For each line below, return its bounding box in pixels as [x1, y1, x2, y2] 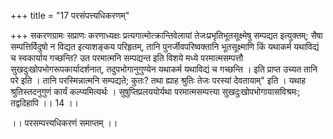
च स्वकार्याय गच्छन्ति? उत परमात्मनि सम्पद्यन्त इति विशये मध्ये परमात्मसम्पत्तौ [10, 52, 244, 64]
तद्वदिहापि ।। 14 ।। [10, 97, 80, 109]
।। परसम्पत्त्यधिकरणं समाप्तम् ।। [10, 117, 118, 129]
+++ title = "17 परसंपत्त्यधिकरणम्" [10, 10, 130, 21]
